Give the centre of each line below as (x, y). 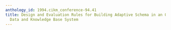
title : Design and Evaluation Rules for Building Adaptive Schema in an (84, 15)
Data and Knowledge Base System (44, 19)
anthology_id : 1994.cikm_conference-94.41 (51, 10)
